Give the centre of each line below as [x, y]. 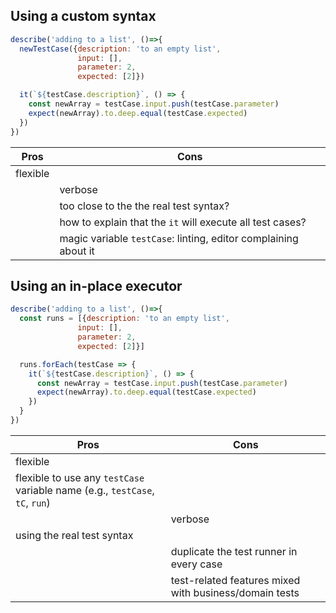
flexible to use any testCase [80, 477]
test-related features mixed [235, 580]
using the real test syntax [74, 535]
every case [196, 564]
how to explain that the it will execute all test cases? [183, 222]
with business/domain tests [235, 592]
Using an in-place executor [96, 285]
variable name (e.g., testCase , [85, 490]
